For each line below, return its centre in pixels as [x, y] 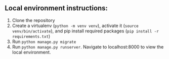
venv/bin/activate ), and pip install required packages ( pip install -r [85, 31]
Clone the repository [33, 20]
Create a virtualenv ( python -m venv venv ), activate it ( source [75, 25]
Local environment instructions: [56, 8]
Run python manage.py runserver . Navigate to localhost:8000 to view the [88, 46]
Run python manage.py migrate [44, 41]
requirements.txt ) [31, 36]
